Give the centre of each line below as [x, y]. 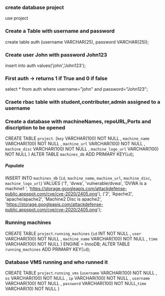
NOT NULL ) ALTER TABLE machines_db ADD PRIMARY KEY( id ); [70, 154]
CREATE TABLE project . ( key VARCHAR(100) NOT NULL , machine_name [77, 138]
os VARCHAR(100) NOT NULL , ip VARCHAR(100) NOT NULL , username [78, 278]
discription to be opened [35, 128]
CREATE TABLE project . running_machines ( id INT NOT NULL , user [73, 233]
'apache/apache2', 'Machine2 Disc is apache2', [54, 199]
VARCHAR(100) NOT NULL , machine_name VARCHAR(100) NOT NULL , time [81, 238]
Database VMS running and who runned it [56, 262]
